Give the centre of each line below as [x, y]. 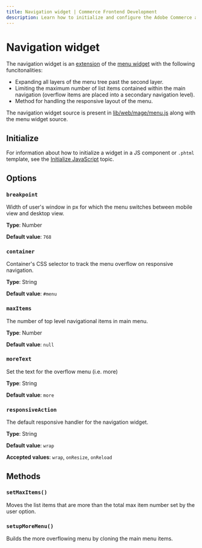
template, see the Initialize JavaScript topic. [60, 159]
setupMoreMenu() [30, 526]
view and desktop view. [35, 213]
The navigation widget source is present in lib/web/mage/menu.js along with [101, 113]
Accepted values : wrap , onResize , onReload [59, 457]
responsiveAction [32, 410]
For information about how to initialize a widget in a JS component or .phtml [100, 153]
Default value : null [30, 344]
